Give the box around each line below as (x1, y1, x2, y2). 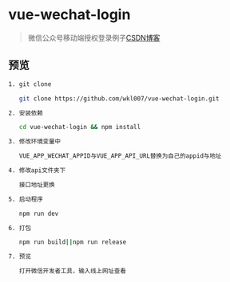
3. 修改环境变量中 (8, 138, 61, 146)
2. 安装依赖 (8, 109, 44, 117)
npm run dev (18, 210, 59, 217)
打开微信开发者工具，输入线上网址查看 (18, 267, 126, 276)
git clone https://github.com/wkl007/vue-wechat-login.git (18, 94, 220, 103)
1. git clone (8, 80, 52, 88)
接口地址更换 (18, 181, 55, 189)
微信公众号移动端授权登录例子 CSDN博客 (27, 33, 161, 42)
